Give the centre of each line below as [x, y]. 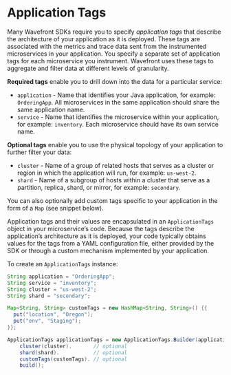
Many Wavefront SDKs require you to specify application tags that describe [114, 32]
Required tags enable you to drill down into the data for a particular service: [115, 81]
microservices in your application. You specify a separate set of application [114, 54]
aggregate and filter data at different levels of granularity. [88, 68]
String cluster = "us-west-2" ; [52, 289]
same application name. [51, 109]
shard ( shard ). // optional [74, 352]
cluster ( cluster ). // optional [74, 346]
